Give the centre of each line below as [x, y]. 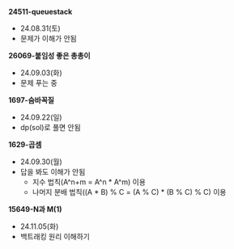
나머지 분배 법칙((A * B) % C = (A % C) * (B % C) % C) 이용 [129, 192]
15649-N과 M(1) [35, 209]
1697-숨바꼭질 [32, 100]
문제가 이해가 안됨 [48, 38]
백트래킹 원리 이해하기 [55, 236]
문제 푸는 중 [39, 83]
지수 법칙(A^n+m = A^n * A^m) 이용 [89, 182]
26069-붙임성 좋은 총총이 [49, 55]
